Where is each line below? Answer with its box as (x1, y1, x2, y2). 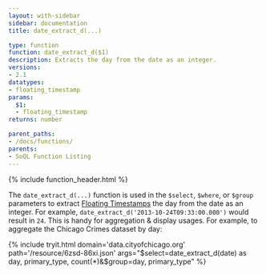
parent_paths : (8, 130, 56, 139)
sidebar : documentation (8, 19, 88, 27)
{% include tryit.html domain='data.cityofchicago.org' (8, 240, 186, 249)
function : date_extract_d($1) (8, 49, 110, 57)
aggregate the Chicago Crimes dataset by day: (8, 224, 163, 233)
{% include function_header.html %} (8, 174, 128, 184)
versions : (8, 63, 42, 72)
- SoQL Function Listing (8, 152, 91, 160)
